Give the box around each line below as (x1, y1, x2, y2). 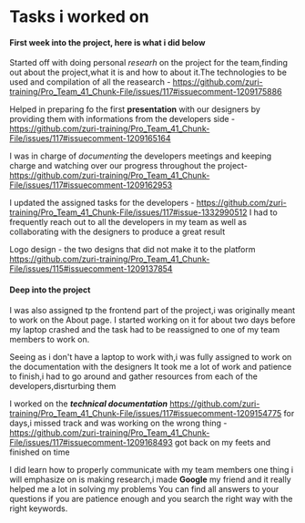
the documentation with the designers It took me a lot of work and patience (9, 361, 292, 372)
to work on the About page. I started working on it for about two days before (9, 314, 296, 325)
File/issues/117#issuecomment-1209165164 (9, 133, 171, 144)
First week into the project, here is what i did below (9, 36, 206, 47)
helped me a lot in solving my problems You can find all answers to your (9, 483, 280, 494)
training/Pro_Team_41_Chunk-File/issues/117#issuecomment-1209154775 (9, 407, 282, 418)
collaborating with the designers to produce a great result (9, 226, 226, 238)
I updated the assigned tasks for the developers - (9, 198, 195, 209)
